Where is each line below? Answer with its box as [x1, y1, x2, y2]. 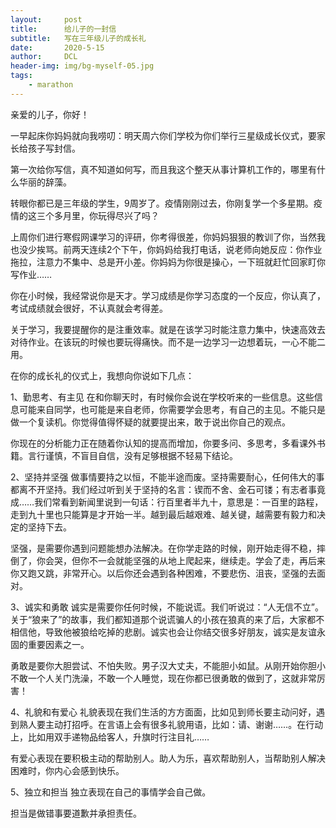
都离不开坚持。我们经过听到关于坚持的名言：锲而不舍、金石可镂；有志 [10, 483, 300, 495]
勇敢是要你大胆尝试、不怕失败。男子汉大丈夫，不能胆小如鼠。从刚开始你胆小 [10, 659, 326, 671]
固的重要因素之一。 [10, 638, 90, 650]
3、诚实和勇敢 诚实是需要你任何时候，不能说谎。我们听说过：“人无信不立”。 [10, 601, 324, 613]
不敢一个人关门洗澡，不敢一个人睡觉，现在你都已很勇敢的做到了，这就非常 [10, 672, 317, 684]
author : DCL [10, 52, 78, 62]
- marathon [28, 80, 74, 90]
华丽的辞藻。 [18, 176, 72, 188]
